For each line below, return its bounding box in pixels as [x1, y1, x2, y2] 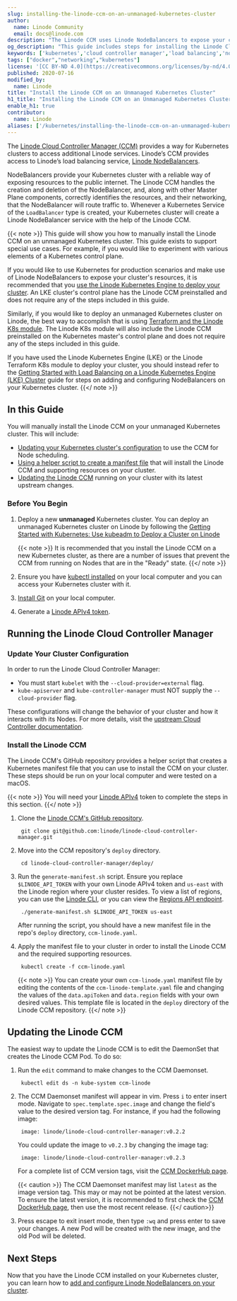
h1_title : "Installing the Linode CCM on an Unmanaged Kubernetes [7, 96, 207, 103]
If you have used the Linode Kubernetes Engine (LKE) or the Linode [7, 353, 203, 362]
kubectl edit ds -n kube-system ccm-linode [20, 1080, 151, 1087]
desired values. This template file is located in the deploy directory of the [17, 998, 229, 1007]
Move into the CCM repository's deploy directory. [17, 846, 161, 855]
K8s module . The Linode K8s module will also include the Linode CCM [7, 324, 212, 333]
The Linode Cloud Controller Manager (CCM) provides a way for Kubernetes [7, 141, 229, 150]
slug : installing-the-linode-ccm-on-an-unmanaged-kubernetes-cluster [7, 10, 217, 18]
